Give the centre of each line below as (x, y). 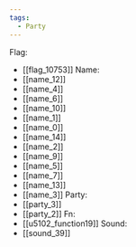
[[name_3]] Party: (55, 195)
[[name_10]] (44, 108)
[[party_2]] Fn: (49, 214)
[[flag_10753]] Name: (61, 70)
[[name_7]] (43, 175)
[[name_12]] (44, 79)
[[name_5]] (42, 166)
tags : (19, 18)
